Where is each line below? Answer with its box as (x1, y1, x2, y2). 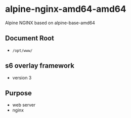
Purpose (5, 89, 32, 97)
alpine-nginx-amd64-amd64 (5, 3, 127, 15)
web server (12, 102, 36, 108)
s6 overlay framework (5, 62, 75, 70)
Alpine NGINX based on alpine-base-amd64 (5, 20, 95, 26)
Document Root (5, 34, 54, 42)
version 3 (12, 75, 32, 80)
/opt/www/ (12, 48, 33, 53)
